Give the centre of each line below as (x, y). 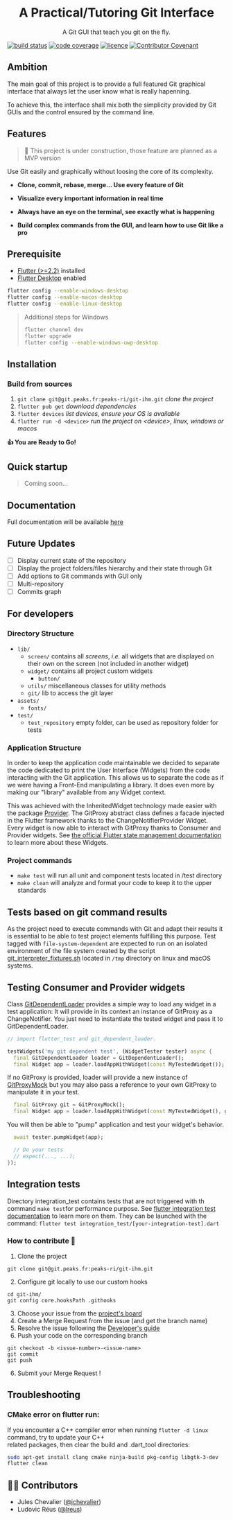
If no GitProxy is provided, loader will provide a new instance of (98, 1077)
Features (27, 134)
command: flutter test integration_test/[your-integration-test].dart (113, 1223)
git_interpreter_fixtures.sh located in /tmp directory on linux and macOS (109, 959)
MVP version (42, 158)
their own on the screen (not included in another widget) (108, 663)
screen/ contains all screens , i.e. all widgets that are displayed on (121, 656)
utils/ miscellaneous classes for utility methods (97, 685)
